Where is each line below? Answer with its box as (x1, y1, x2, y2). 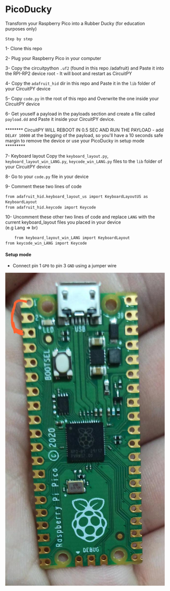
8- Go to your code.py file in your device (5, 173, 89, 180)
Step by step (5, 37, 33, 42)
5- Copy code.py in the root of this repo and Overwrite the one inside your (5, 95, 159, 101)
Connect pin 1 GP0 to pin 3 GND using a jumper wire (12, 263, 117, 269)
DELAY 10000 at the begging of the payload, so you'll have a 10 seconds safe (5, 132, 163, 138)
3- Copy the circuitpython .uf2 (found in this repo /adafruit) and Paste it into (5, 65, 164, 71)
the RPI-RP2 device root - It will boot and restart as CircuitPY (5, 70, 133, 77)
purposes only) (5, 25, 37, 31)
